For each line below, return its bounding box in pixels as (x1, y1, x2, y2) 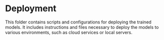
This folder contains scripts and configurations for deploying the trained (5, 19, 152, 25)
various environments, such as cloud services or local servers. (5, 29, 132, 35)
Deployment (5, 3, 57, 14)
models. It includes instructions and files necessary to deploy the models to (5, 24, 159, 30)
